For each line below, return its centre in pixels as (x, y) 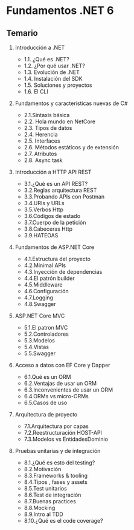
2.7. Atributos (40, 154)
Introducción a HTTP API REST (53, 172)
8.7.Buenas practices (50, 501)
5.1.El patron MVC (46, 328)
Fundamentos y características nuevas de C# (71, 103)
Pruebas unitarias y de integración (58, 451)
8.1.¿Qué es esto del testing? (59, 463)
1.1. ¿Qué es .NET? (46, 59)
